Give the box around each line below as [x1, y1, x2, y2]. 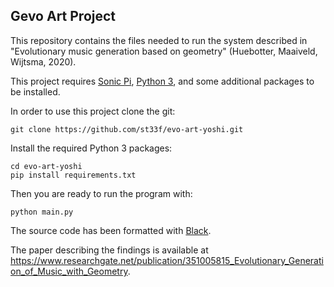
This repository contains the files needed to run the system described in [10, 34, 308, 46]
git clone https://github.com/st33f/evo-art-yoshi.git [10, 124, 244, 134]
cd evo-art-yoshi [10, 161, 83, 171]
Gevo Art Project [10, 8, 117, 25]
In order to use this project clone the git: [10, 105, 176, 117]
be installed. [10, 85, 61, 98]
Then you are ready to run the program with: [10, 187, 193, 199]
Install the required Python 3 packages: [10, 142, 173, 154]
